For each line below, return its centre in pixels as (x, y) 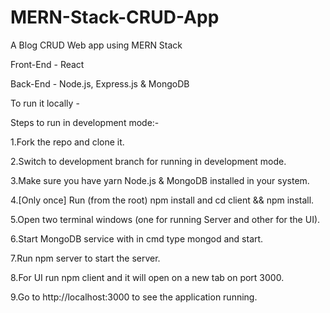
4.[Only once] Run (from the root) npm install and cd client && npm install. (162, 200)
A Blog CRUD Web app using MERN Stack (96, 45)
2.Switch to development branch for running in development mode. (148, 161)
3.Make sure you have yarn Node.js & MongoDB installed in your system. (160, 180)
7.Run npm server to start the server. (85, 258)
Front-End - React (47, 64)
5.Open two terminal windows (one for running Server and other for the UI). (165, 219)
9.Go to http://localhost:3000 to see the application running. (134, 297)
